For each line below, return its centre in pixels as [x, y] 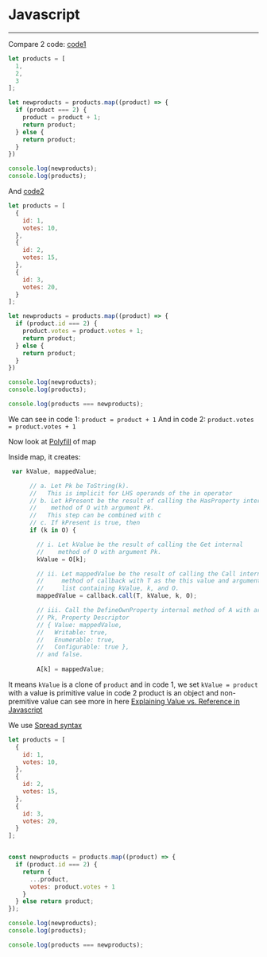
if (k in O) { [53, 530]
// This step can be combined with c [95, 515]
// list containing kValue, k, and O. [108, 589]
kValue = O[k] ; [62, 559]
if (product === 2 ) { [51, 110]
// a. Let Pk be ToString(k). [79, 486]
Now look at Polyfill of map [52, 441]
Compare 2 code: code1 [47, 44]
